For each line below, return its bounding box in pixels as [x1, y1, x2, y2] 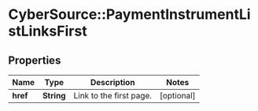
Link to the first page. [73, 91, 152, 101]
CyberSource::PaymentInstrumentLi [8, 6, 251, 24]
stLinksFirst [8, 22, 88, 40]
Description [90, 77, 135, 87]
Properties [8, 54, 61, 67]
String [42, 91, 66, 101]
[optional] [159, 91, 196, 101]
